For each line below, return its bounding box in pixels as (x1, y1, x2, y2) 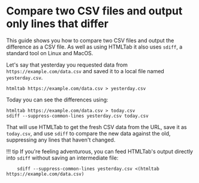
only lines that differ (6, 17, 109, 31)
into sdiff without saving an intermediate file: (6, 154, 119, 161)
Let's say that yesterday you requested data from (6, 61, 128, 68)
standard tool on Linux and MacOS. (6, 49, 94, 56)
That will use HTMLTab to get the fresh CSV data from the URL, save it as (6, 123, 187, 130)
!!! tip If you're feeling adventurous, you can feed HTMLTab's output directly (6, 148, 194, 155)
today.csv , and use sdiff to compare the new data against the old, (6, 130, 171, 137)
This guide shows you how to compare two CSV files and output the (6, 37, 174, 44)
